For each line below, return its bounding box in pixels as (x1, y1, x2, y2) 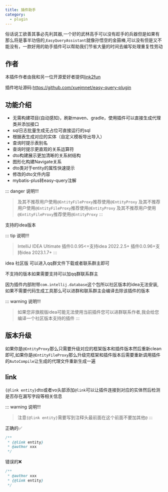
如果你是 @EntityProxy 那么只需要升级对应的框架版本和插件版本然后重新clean (5, 345, 161, 351)
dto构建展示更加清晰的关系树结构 (12, 152, 81, 158)
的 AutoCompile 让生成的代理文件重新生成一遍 (5, 358, 96, 364)
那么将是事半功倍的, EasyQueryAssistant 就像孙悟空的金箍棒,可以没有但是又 (5, 37, 157, 43)
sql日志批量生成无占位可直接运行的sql (12, 127, 91, 133)
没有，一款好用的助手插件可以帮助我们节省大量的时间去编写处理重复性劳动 (9, 44, 163, 50)
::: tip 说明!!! (5, 232, 29, 238)
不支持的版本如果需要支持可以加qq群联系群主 (5, 271, 98, 277)
